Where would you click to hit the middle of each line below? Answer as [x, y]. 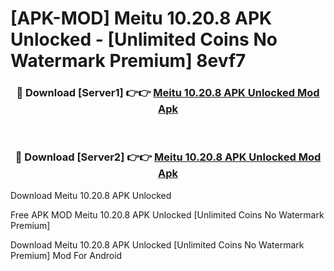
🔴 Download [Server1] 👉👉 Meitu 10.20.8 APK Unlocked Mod [168, 93]
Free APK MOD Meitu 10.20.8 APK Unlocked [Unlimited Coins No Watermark [167, 214]
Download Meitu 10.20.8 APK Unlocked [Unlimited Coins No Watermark [157, 244]
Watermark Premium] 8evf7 [128, 61]
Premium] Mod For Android [66, 255]
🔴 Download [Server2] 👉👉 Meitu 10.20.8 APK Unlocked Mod [168, 157]
